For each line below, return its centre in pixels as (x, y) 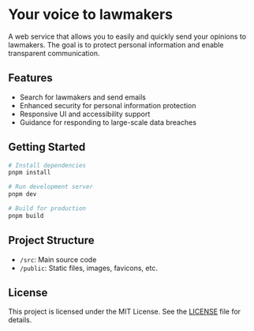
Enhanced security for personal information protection (108, 105)
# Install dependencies (47, 165)
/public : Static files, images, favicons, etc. (88, 268)
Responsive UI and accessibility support (85, 114)
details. (20, 320)
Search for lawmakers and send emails (82, 97)
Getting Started (47, 147)
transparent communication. (54, 53)
